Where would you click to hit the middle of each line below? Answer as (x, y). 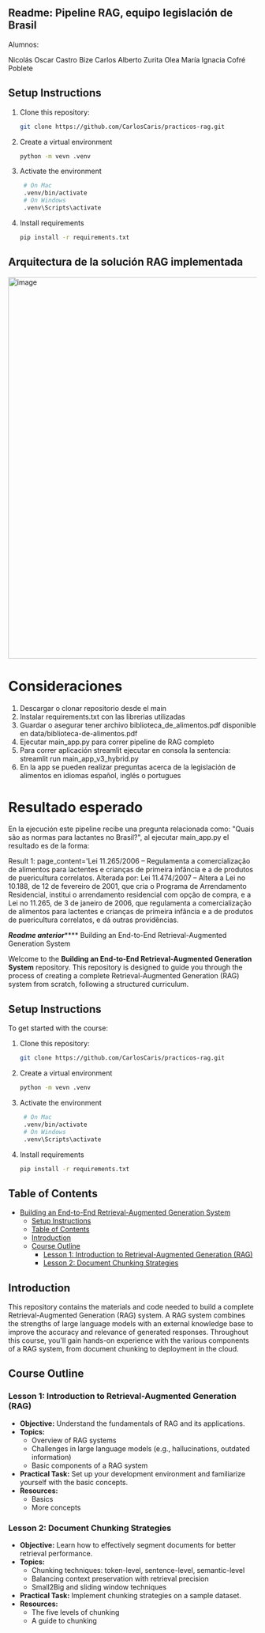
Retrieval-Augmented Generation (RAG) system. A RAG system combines (127, 1315)
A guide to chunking (64, 1620)
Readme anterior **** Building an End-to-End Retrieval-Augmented (118, 936)
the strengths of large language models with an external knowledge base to (131, 1323)
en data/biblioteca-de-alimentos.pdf (78, 733)
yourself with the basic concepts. (74, 1482)
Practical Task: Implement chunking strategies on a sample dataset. (131, 1595)
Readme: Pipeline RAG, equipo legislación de (121, 13)
